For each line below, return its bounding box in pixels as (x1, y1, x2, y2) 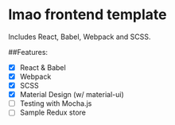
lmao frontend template (8, 6, 167, 24)
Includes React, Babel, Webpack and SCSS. (8, 32, 151, 41)
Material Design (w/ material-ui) (19, 90, 125, 100)
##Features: (8, 47, 49, 57)
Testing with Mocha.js (19, 99, 92, 108)
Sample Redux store (19, 107, 86, 117)
